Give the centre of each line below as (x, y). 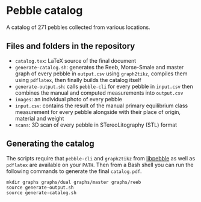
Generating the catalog (50, 144)
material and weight (39, 118)
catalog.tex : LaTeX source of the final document (76, 60)
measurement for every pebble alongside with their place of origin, (98, 112)
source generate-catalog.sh (42, 193)
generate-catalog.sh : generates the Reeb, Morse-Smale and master (99, 67)
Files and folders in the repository (71, 46)
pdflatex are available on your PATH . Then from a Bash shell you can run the (100, 165)
